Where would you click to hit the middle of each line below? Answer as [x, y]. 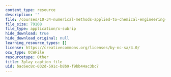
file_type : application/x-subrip [41, 29]
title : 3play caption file [34, 62]
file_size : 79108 [24, 24]
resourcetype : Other [27, 57]
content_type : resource [31, 10]
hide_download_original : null [37, 38]
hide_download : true [27, 33]
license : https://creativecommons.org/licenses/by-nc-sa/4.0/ [73, 48]
